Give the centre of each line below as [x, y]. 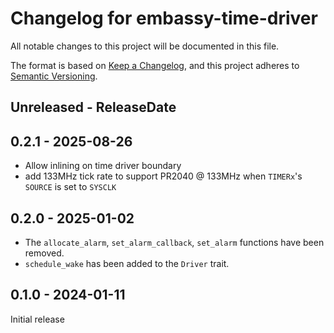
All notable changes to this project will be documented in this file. [145, 46]
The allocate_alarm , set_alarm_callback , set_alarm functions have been [174, 242]
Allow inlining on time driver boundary [103, 166]
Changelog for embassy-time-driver [164, 18]
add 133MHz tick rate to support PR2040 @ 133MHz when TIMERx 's [163, 176]
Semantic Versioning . [54, 76]
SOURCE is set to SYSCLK [70, 187]
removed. [44, 253]
